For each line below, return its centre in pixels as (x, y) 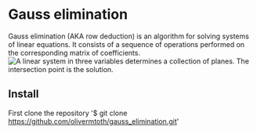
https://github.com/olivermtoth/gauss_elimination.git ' (94, 121)
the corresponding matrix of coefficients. (74, 53)
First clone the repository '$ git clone (68, 113)
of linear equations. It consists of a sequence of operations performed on (127, 44)
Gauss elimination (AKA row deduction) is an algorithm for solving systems (128, 36)
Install (24, 94)
